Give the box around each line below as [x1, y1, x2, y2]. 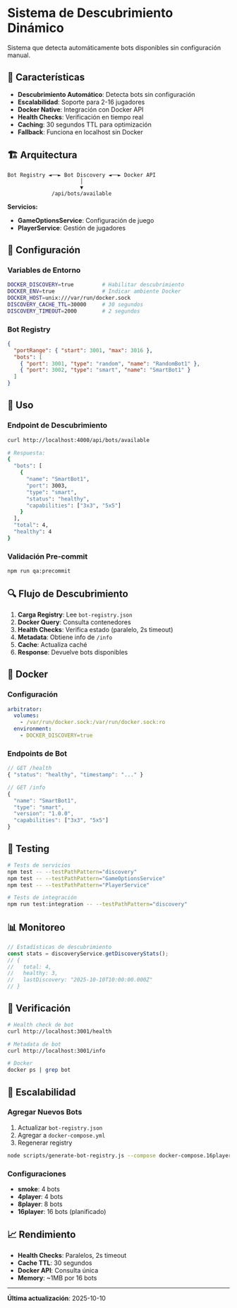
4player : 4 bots [17, 1193, 63, 1201]
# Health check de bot [7, 1021, 74, 1028]
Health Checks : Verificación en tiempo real [17, 112, 144, 121]
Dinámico [7, 20, 65, 36]
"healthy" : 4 [13, 528, 52, 535]
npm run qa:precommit [7, 568, 71, 575]
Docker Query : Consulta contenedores [17, 617, 132, 626]
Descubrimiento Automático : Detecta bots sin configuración [17, 90, 195, 98]
